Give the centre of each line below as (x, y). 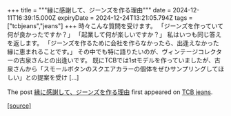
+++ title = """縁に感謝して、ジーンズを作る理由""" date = (89, 10)
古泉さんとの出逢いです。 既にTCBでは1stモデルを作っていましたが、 (117, 60)
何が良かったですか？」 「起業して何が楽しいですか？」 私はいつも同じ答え (114, 34)
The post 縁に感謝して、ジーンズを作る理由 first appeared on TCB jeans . (110, 92)
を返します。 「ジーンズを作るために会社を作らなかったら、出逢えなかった (113, 43)
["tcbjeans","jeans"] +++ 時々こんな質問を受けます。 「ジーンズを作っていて (115, 26)
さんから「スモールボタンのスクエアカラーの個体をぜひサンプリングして (115, 69)
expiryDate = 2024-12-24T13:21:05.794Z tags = (125, 18)
